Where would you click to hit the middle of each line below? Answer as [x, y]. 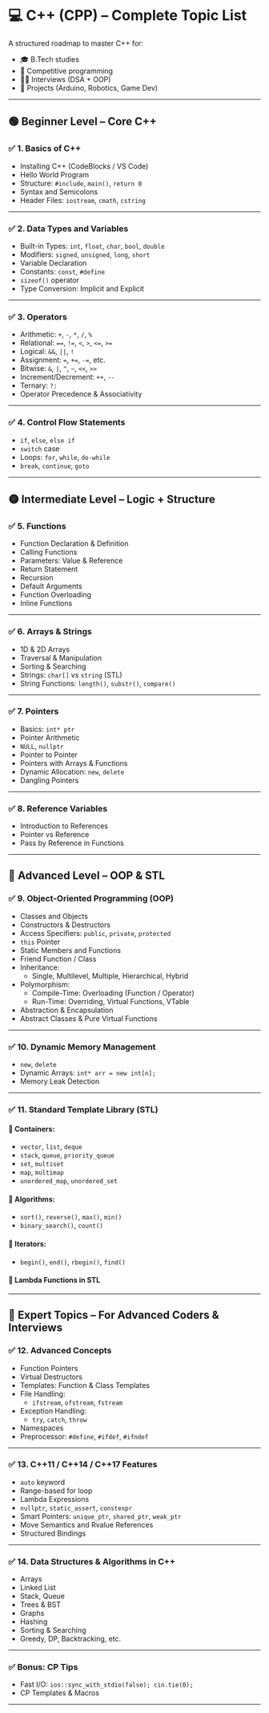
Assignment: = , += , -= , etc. [63, 360]
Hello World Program [54, 174]
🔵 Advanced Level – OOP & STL [87, 876]
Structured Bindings [53, 1533]
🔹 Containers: [32, 1129]
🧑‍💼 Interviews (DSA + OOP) [65, 79]
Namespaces [42, 1428]
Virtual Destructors [51, 1377]
